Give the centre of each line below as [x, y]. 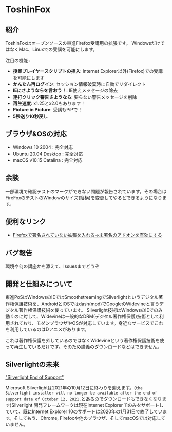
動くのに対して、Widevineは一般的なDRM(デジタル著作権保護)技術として [82, 316]
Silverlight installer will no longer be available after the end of [81, 393]
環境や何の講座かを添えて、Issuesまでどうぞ [52, 266]
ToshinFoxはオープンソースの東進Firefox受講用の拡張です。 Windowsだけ [83, 43]
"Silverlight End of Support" [35, 377]
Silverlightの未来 [32, 364]
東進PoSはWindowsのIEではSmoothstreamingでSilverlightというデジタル [82, 297]
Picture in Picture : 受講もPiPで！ [47, 110]
